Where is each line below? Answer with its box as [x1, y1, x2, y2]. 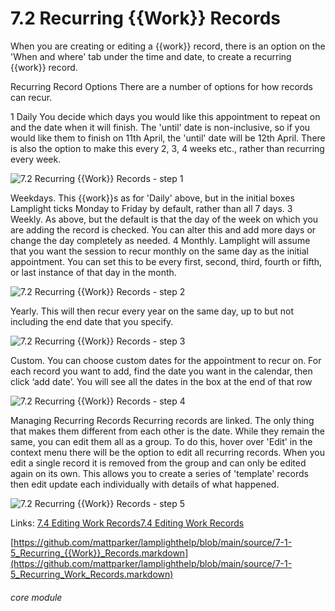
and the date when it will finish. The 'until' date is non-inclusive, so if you [10, 121, 311, 133]
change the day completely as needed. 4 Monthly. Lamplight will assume [10, 234, 311, 246]
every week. [10, 153, 62, 165]
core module [10, 591, 63, 603]
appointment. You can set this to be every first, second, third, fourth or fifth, [10, 255, 323, 267]
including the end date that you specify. [10, 315, 174, 327]
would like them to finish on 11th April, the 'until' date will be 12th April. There [10, 132, 326, 144]
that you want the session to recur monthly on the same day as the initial [10, 245, 309, 257]
